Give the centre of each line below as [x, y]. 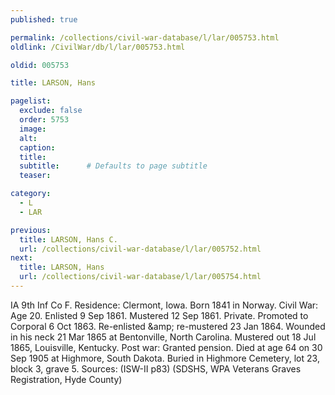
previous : [31, 230]
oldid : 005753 [40, 65]
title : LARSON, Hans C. [68, 239]
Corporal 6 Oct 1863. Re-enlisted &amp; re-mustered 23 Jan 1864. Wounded [168, 326]
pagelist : [31, 101]
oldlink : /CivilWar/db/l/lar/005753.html [98, 47]
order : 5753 [44, 120]
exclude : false [51, 111]
